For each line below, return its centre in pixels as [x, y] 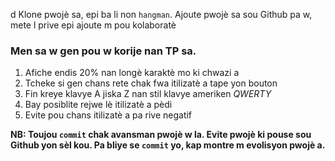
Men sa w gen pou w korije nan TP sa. [103, 51]
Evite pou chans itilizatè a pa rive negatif [108, 115]
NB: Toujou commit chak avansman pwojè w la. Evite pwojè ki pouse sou [161, 135]
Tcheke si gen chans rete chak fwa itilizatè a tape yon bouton [151, 83]
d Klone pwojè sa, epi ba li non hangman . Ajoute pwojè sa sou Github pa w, [161, 14]
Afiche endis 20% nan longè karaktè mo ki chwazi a [132, 73]
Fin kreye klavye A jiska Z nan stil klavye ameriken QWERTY [148, 94]
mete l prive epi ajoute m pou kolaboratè [93, 25]
